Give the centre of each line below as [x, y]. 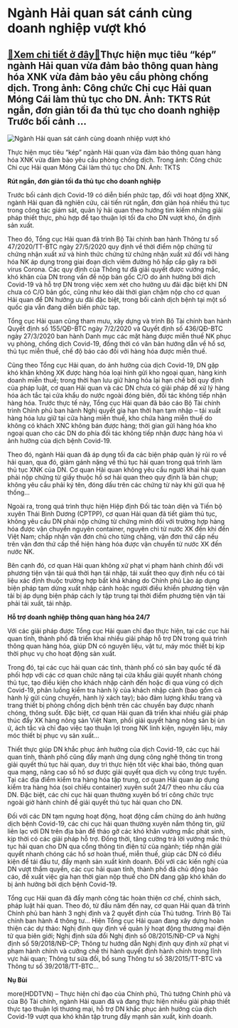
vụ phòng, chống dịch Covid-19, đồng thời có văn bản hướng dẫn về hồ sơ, [117, 344]
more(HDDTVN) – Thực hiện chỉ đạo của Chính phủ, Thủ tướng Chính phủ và [119, 994]
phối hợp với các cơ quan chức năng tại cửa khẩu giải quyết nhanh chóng [115, 675]
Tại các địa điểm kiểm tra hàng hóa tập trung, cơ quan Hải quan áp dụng [113, 779]
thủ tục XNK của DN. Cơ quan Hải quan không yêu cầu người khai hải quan [117, 469]
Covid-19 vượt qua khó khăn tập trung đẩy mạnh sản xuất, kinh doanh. [110, 1016]
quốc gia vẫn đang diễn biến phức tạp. [64, 307]
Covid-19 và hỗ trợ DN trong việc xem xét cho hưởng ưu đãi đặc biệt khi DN [118, 284]
